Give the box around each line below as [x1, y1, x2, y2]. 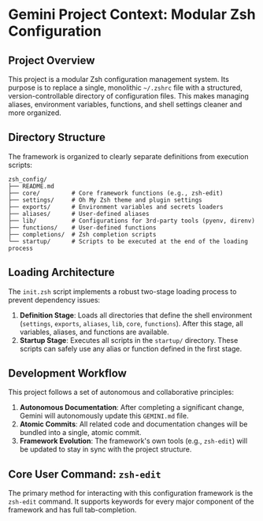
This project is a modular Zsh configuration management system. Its [8, 75, 230, 84]
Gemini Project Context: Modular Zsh [8, 6, 256, 24]
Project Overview [8, 54, 95, 67]
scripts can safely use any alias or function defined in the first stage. [19, 344, 243, 353]
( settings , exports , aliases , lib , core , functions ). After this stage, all [19, 318, 244, 328]
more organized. [8, 108, 61, 117]
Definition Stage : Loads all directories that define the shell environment [19, 310, 253, 320]
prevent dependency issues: [8, 295, 101, 304]
